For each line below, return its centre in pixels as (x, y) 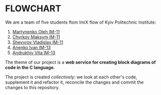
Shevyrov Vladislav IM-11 (38, 42)
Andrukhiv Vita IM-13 (34, 53)
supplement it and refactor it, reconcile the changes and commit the (74, 82)
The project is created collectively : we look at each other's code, (71, 77)
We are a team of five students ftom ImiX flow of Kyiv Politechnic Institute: (81, 22)
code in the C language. (30, 67)
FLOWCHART (33, 9)
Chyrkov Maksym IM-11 (36, 37)
